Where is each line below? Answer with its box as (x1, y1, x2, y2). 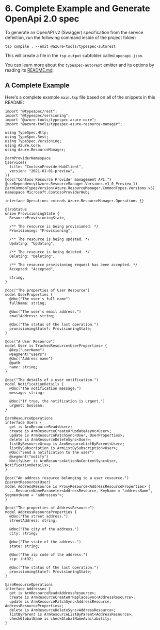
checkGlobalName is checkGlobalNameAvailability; (9, 616, 112, 621)
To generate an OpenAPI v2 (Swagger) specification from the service (5, 29, 144, 35)
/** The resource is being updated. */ (9, 237, 90, 242)
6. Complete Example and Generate (5, 3, 150, 14)
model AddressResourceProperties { (5, 510, 77, 515)
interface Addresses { (5, 586, 51, 591)
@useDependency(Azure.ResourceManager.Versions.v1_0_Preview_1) (5, 181, 138, 186)
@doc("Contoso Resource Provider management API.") (5, 177, 112, 182)
